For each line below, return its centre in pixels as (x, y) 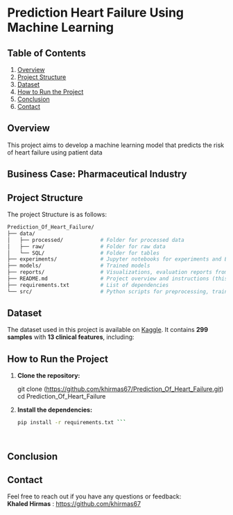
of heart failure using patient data (55, 152)
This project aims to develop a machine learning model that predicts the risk (115, 145)
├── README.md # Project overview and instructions (108, 279)
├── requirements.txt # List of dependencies (88, 285)
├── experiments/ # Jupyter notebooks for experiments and (114, 259)
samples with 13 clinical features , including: (71, 337)
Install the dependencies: (54, 410)
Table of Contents (47, 53)
